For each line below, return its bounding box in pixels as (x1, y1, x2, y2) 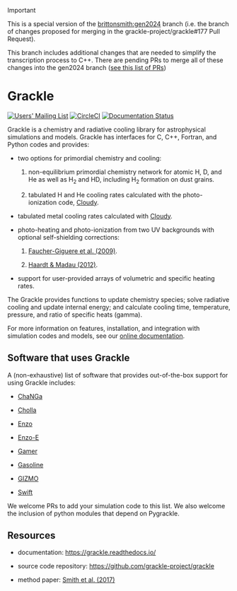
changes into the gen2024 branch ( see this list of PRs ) (7, 64, 166, 71)
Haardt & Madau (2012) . (28, 260, 98, 269)
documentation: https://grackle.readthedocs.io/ (17, 548, 156, 557)
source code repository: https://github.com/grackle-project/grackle (17, 562, 214, 570)
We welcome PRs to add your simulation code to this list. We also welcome (7, 501, 226, 510)
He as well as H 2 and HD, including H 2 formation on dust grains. (28, 175, 214, 185)
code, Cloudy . (58, 198, 99, 206)
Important (7, 6, 36, 14)
